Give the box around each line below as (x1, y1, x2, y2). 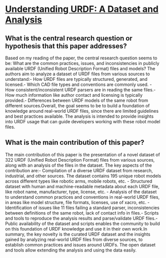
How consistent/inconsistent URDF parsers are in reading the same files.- (5, 87, 156, 93)
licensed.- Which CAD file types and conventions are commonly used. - (5, 81, 152, 87)
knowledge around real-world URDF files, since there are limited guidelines (5, 108, 159, 114)
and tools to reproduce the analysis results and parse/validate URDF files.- (5, 215, 158, 221)
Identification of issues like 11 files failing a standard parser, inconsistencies (5, 205, 160, 211)
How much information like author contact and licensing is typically (5, 92, 143, 98)
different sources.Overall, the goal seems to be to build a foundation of (5, 103, 150, 108)
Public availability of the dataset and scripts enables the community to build (5, 221, 160, 227)
